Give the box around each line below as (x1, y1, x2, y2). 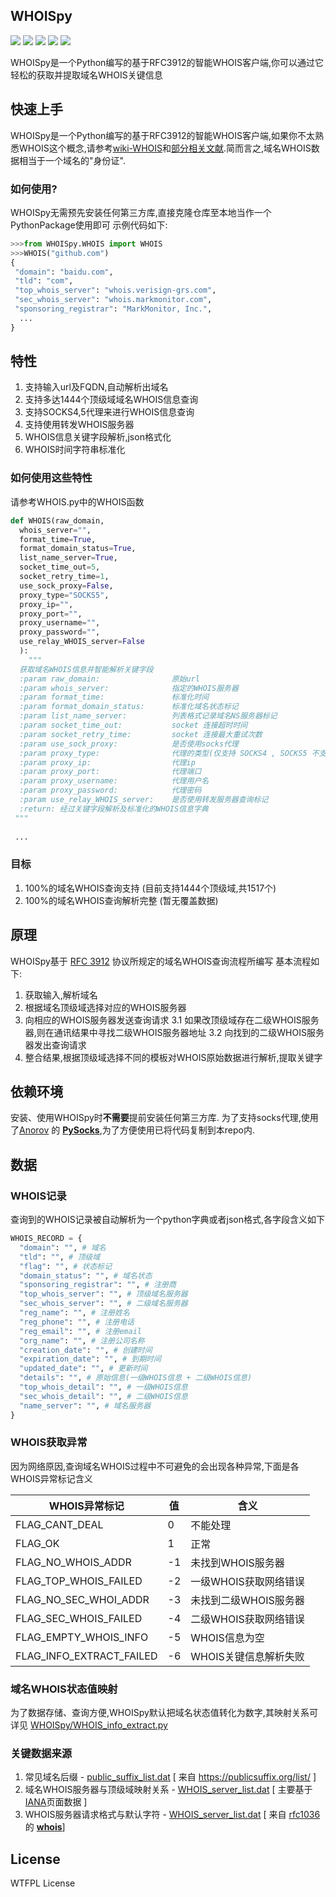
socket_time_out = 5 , (19, 562, 101, 573)
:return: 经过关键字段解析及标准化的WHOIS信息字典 (19, 804, 209, 814)
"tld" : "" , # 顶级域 (19, 1252, 101, 1262)
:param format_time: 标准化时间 (19, 692, 210, 703)
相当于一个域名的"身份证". (18, 154, 126, 166)
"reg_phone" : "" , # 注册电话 (19, 1317, 135, 1327)
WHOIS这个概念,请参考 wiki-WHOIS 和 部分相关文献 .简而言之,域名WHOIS (18, 142, 312, 154)
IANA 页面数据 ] (24, 1796, 88, 1808)
